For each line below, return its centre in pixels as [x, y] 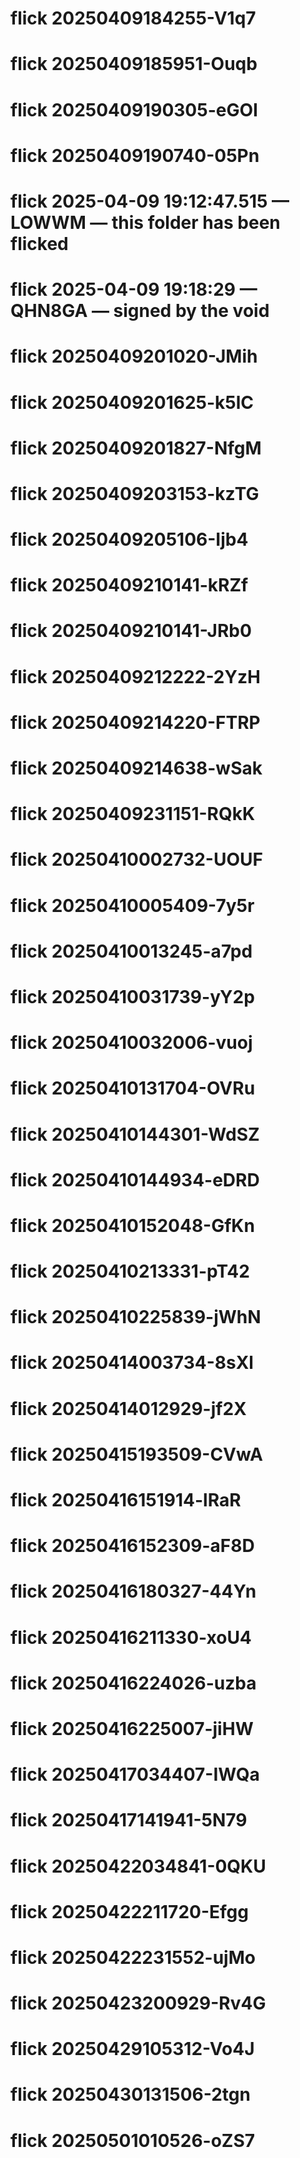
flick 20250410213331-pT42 [130, 1271]
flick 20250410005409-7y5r [132, 905]
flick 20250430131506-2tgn [130, 2094]
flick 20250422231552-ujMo [133, 1957]
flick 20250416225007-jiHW [132, 1728]
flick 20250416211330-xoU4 [131, 1637]
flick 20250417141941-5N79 [129, 1820]
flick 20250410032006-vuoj [131, 1043]
